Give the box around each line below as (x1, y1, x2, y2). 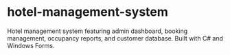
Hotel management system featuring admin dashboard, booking (7, 27, 188, 35)
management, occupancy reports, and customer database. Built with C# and (7, 34, 223, 42)
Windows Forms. (7, 41, 55, 49)
